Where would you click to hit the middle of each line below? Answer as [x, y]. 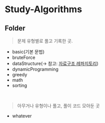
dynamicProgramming [35, 69]
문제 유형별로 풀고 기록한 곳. [45, 41]
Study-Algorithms [43, 9]
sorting [20, 85]
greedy [20, 74]
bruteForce [24, 57]
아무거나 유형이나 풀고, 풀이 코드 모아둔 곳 [58, 106]
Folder [15, 28]
